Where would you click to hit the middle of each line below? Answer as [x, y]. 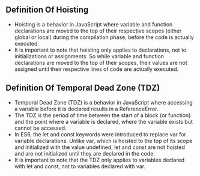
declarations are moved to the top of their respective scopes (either [98, 31]
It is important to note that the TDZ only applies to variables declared [99, 160]
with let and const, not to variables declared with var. [80, 166]
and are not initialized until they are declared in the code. [85, 153]
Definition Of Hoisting [47, 10]
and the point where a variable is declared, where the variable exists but [104, 121]
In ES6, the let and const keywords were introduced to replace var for [100, 134]
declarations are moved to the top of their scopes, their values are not [101, 62]
